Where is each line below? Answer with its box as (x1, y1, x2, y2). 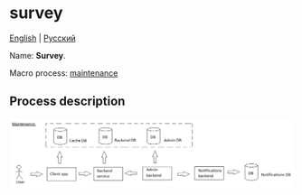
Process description (9, 94, 126, 109)
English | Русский (9, 32, 76, 43)
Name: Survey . (9, 50, 66, 60)
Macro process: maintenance (9, 67, 118, 79)
